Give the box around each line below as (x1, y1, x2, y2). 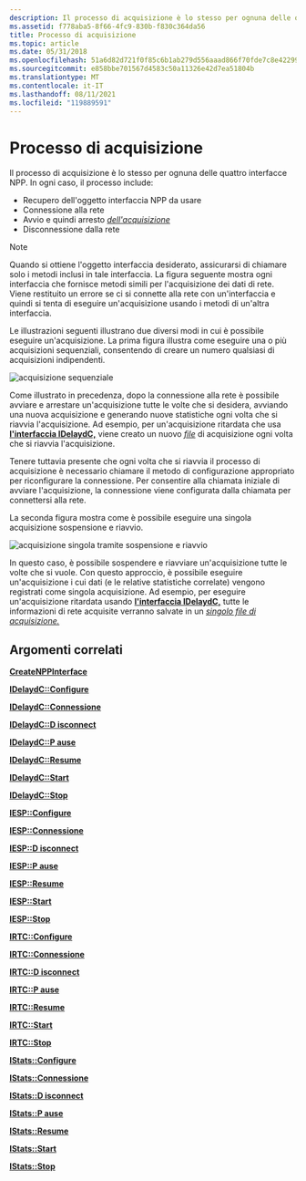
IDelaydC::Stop (9, 790, 68, 801)
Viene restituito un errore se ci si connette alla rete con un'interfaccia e (9, 288, 276, 299)
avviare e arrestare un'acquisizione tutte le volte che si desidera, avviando (9, 399, 289, 410)
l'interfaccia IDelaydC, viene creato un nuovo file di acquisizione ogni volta (9, 429, 293, 440)
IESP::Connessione (9, 825, 84, 836)
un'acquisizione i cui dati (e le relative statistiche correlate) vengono (9, 576, 266, 588)
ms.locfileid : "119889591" (9, 98, 112, 108)
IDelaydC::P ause (9, 737, 76, 748)
